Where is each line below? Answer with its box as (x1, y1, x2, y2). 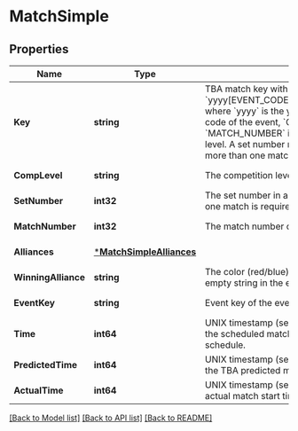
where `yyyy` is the (205, 105, 285, 117)
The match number (205, 220, 285, 232)
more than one (205, 149, 266, 161)
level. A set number (205, 138, 286, 150)
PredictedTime (13, 359, 78, 371)
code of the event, (205, 116, 281, 128)
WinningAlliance (13, 271, 86, 283)
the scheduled (205, 328, 264, 340)
